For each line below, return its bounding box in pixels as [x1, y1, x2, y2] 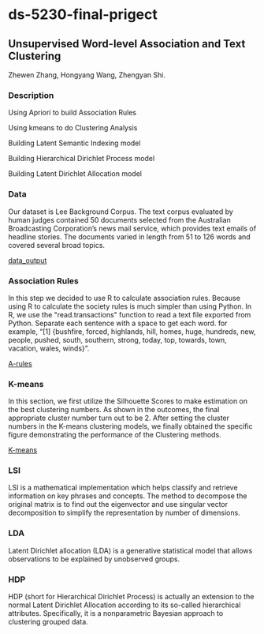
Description [8, 89, 54, 100]
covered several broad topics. [8, 240, 105, 249]
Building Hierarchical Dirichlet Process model [8, 154, 155, 163]
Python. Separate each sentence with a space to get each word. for [8, 318, 228, 328]
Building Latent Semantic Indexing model [8, 138, 141, 148]
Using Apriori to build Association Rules [8, 108, 136, 118]
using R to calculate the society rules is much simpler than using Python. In [8, 302, 252, 311]
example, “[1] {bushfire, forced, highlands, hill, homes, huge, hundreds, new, [8, 326, 256, 336]
